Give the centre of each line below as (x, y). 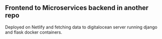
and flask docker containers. (34, 32)
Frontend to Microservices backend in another (77, 8)
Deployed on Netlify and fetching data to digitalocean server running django (81, 27)
